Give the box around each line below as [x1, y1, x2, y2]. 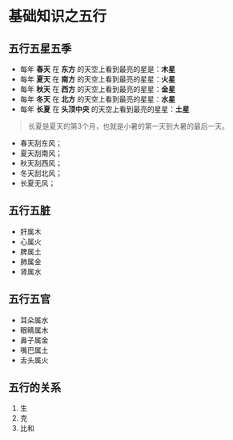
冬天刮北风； [19, 169, 62, 178]
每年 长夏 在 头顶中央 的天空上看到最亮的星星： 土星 [19, 105, 190, 114]
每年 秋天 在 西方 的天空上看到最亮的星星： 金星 [19, 85, 176, 94]
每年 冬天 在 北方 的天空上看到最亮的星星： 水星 [19, 94, 176, 104]
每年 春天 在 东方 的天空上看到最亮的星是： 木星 [19, 65, 176, 74]
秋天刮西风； [19, 158, 62, 168]
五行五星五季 [8, 42, 72, 55]
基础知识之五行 [8, 7, 107, 26]
